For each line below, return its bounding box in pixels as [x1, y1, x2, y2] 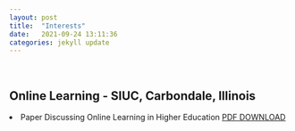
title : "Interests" [9, 21, 87, 30]
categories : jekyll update [9, 37, 110, 47]
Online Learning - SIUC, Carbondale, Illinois [9, 88, 257, 103]
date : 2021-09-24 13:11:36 [9, 29, 118, 38]
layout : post [9, 12, 58, 22]
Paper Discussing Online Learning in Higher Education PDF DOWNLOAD [21, 112, 286, 123]
